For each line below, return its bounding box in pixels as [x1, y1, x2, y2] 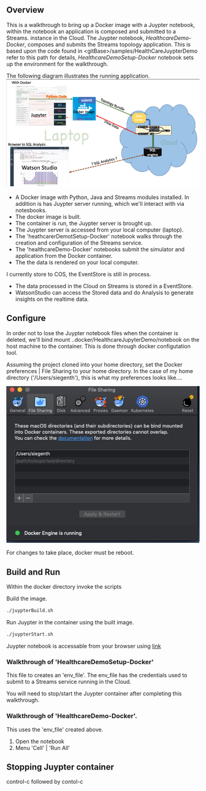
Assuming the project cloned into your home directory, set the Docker [6, 361, 183, 368]
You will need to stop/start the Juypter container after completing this [6, 690, 182, 697]
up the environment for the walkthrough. [6, 60, 109, 67]
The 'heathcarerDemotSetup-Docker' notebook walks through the [15, 233, 182, 240]
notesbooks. [15, 206, 47, 214]
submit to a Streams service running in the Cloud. [6, 678, 132, 686]
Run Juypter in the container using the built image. [6, 619, 134, 626]
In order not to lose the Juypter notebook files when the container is [6, 329, 178, 336]
